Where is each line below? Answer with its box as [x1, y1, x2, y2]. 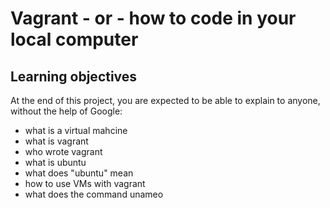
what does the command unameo [24, 188, 164, 200]
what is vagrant [24, 135, 89, 147]
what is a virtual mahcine [24, 125, 128, 136]
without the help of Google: [10, 105, 123, 117]
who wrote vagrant [24, 146, 103, 157]
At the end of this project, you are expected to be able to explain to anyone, [10, 95, 321, 106]
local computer [10, 28, 139, 51]
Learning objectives [10, 68, 138, 85]
